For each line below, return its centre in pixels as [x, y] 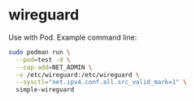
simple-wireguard [45, 90]
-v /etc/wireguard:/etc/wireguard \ [78, 74]
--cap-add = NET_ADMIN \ [54, 67]
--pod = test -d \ [43, 59]
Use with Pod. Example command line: [73, 37]
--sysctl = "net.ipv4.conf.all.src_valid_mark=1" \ [101, 83]
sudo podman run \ [39, 52]
